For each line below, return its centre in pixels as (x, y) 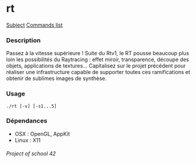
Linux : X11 (28, 140)
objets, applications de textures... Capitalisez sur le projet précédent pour (96, 66)
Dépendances (27, 121)
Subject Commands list (34, 25)
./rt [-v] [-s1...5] (32, 106)
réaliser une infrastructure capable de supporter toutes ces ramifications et (98, 72)
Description (23, 40)
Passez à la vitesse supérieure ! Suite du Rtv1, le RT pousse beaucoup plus (98, 53)
